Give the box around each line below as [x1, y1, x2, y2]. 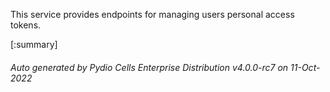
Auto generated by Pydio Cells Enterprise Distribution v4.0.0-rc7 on [10, 61, 289, 73]
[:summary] [10, 39, 58, 50]
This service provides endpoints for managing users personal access [10, 9, 295, 20]
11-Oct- [290, 61, 321, 73]
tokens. [10, 19, 42, 31]
